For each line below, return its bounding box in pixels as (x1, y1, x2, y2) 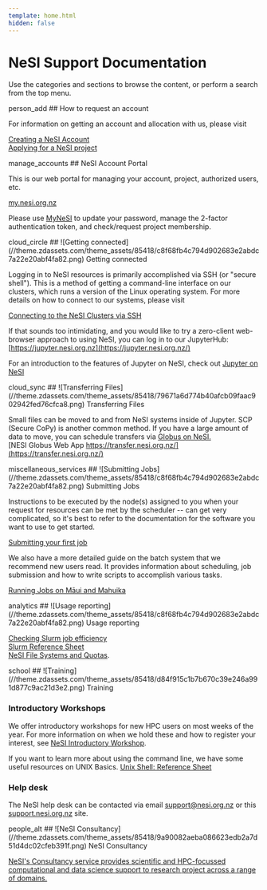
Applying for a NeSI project (8, 143, 98, 152)
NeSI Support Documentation (8, 53, 207, 72)
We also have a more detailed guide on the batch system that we (8, 553, 221, 563)
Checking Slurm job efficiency (8, 634, 108, 643)
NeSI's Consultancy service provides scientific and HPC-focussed (8, 856, 226, 866)
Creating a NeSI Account (8, 135, 90, 144)
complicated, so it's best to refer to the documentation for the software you (8, 514, 256, 524)
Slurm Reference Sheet (8, 642, 84, 651)
